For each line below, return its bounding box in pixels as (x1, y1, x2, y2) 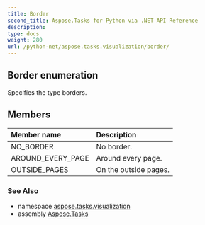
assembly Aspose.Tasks (17, 209, 89, 218)
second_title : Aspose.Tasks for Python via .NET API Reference (7, 17, 199, 24)
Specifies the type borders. (7, 88, 87, 96)
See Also (7, 185, 39, 195)
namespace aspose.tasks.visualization (17, 202, 131, 210)
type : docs (7, 30, 40, 37)
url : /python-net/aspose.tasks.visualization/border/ (7, 43, 170, 50)
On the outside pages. (96, 164, 170, 174)
